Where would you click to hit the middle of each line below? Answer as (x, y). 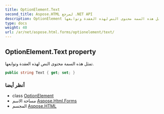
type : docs (16, 23)
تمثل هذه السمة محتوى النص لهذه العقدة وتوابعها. (50, 63)
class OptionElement (33, 95)
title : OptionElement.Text (32, 9)
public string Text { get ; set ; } (40, 73)
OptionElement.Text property (51, 52)
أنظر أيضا (15, 85)
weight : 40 (16, 28)
